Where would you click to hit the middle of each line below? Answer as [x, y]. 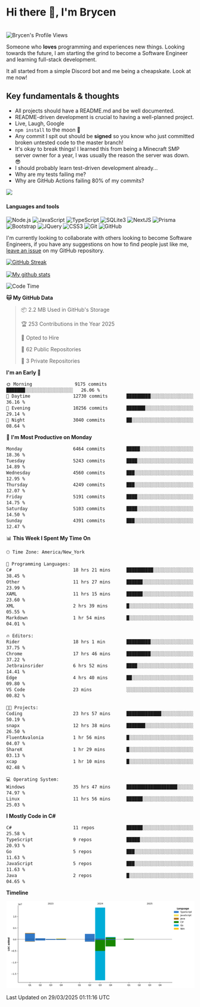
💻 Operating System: [33, 779]
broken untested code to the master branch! [69, 142]
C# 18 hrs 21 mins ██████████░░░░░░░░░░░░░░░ [100, 570]
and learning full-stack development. [52, 59]
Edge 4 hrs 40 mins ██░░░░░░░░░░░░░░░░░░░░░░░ [100, 678]
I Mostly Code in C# [31, 816]
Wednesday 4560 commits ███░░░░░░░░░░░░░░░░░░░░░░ [100, 473]
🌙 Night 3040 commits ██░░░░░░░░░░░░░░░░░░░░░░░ [100, 420]
